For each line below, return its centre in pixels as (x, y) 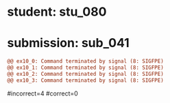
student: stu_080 (57, 12)
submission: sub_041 (69, 43)
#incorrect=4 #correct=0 (43, 93)
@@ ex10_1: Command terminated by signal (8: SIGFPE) (86, 68)
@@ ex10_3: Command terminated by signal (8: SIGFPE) (86, 80)
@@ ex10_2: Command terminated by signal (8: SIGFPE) (86, 74)
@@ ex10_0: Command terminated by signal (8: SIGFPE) (86, 61)
